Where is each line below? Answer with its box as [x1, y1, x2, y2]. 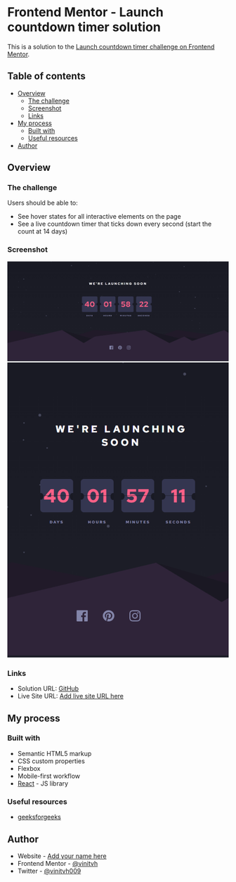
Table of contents [7, 70, 86, 82]
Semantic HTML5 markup [17, 749, 92, 758]
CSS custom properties [17, 757, 86, 765]
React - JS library [17, 779, 69, 788]
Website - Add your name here [17, 852, 107, 860]
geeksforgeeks [17, 813, 61, 822]
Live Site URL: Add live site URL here [17, 692, 124, 701]
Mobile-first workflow [17, 772, 81, 780]
